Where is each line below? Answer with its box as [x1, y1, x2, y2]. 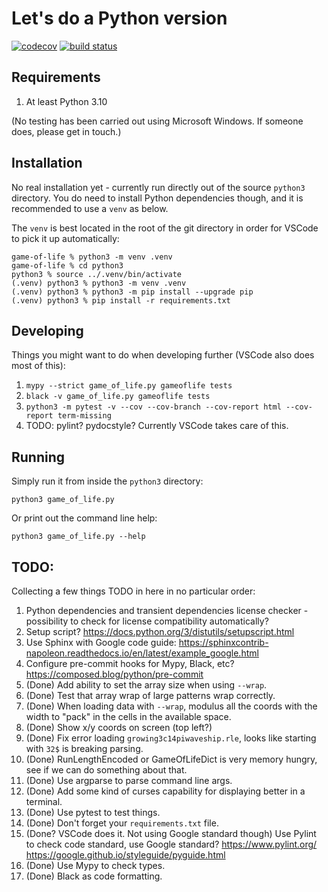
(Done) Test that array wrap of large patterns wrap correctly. [25, 690, 276, 701]
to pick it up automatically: [11, 232, 120, 244]
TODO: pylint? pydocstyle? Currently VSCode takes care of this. [25, 420, 289, 432]
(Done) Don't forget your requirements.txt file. [25, 817, 219, 829]
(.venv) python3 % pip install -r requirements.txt [11, 295, 231, 306]
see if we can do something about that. [25, 764, 188, 776]
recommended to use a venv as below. [11, 202, 169, 214]
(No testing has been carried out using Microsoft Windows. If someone [11, 115, 304, 127]
